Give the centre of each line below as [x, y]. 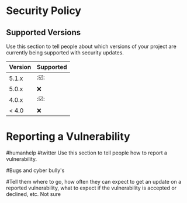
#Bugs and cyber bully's [35, 170]
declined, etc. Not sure [34, 194]
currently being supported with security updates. [65, 53]
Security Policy [44, 11]
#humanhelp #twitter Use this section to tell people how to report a [87, 153]
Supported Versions [43, 32]
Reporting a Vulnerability [68, 137]
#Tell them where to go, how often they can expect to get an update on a [94, 181]
